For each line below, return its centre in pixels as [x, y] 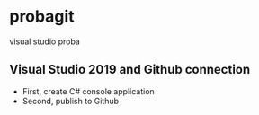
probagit [42, 17]
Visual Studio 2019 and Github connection [130, 70]
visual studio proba [45, 41]
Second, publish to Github [71, 101]
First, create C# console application [88, 91]
